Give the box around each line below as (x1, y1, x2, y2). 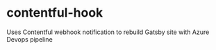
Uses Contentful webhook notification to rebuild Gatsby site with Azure (6, 28, 210, 36)
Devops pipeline (6, 35, 53, 43)
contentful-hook (6, 5, 103, 21)
